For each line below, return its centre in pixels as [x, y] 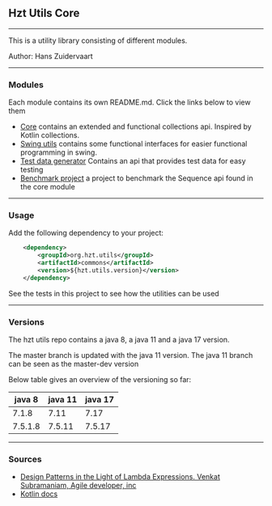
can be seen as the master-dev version [74, 364]
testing [32, 170]
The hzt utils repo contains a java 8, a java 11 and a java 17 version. [119, 340]
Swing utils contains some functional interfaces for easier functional [134, 144]
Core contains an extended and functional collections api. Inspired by [136, 127]
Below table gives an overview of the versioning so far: [100, 380]
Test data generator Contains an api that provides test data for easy [133, 161]
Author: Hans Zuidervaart [51, 56]
